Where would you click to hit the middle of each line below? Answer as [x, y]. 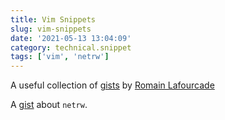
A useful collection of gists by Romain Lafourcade [112, 85]
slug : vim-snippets [51, 29]
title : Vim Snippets [53, 19]
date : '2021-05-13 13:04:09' [71, 38]
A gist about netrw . [49, 105]
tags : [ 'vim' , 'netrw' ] [60, 57]
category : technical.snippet [71, 47]
